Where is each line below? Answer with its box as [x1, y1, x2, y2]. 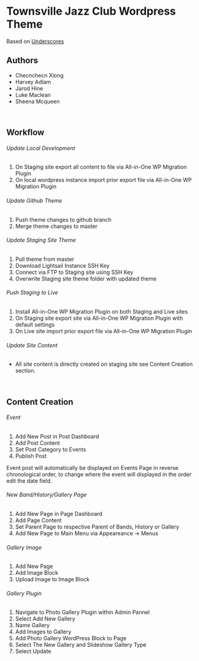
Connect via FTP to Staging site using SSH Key [15, 268, 134, 276]
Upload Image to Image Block [15, 576, 90, 583]
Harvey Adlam [15, 78, 51, 85]
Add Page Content [15, 516, 62, 524]
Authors [6, 55, 38, 66]
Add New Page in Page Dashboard [15, 510, 103, 517]
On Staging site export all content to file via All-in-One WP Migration [15, 164, 187, 171]
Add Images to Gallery [15, 628, 71, 635]
